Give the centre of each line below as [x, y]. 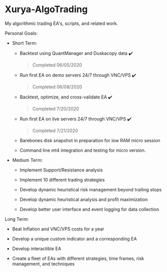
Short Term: [25, 43]
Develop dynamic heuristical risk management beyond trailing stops [91, 189]
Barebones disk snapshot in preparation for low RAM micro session [90, 140]
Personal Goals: [21, 33]
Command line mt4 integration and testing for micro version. [83, 150]
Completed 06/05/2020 [57, 65]
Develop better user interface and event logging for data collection [89, 209]
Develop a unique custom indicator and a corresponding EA [74, 239]
